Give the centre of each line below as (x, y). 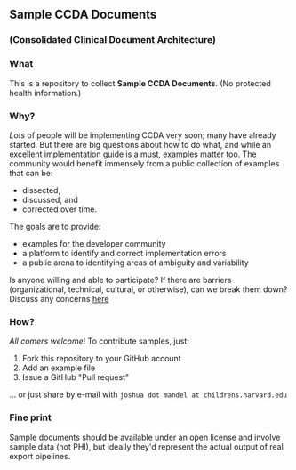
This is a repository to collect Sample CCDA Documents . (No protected (140, 83)
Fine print (30, 417)
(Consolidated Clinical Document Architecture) (112, 40)
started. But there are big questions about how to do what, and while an (140, 144)
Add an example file (59, 368)
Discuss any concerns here (59, 298)
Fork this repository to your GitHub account (101, 359)
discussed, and (50, 199)
